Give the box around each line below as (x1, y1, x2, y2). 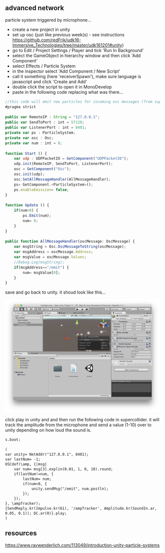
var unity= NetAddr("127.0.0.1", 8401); (5, 452, 89, 457)
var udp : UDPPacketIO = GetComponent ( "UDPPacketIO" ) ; (14, 156, 129, 161)
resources (5, 529, 37, 537)
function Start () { (5, 151, 48, 156)
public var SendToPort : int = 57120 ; (5, 120, 84, 125)
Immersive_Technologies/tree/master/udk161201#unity (12, 42, 123, 48)
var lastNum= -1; (5, 457, 41, 462)
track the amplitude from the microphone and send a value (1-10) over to (5, 422, 152, 428)
